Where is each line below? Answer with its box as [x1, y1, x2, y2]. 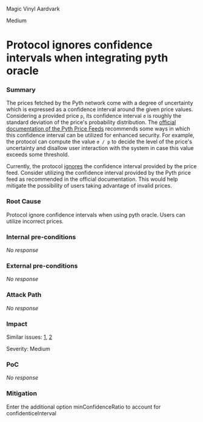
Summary [6, 86, 36, 94]
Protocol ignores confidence [6, 38, 153, 52]
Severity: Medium [6, 345, 50, 352]
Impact [6, 319, 28, 328]
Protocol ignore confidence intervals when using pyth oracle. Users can [6, 211, 186, 218]
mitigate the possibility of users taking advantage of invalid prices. [6, 182, 172, 189]
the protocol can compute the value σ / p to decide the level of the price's [6, 138, 193, 145]
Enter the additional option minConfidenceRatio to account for [6, 403, 161, 410]
